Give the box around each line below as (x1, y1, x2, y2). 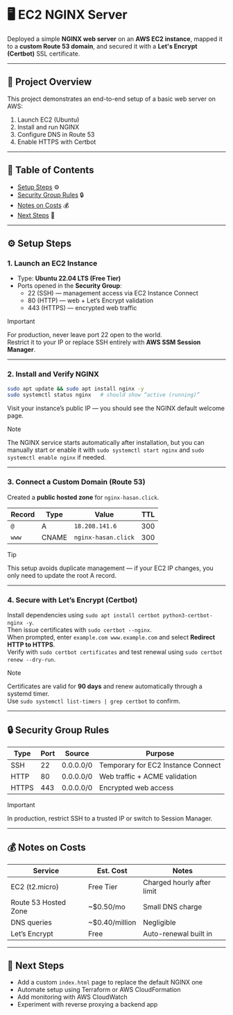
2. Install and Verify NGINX (7, 369, 99, 379)
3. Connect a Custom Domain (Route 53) (7, 477, 146, 487)
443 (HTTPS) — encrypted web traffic (27, 304, 137, 312)
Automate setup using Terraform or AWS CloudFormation (17, 986, 181, 994)
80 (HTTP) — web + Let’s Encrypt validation (27, 296, 154, 304)
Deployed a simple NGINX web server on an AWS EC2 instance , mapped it (7, 34, 223, 43)
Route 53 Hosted (10, 898, 66, 907)
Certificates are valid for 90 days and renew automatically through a (7, 682, 202, 690)
